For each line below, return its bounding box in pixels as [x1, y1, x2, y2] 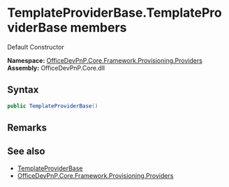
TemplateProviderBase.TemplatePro [7, 5, 222, 21]
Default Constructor [7, 43, 64, 51]
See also [7, 145, 45, 158]
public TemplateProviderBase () [7, 103, 98, 110]
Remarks [7, 122, 47, 134]
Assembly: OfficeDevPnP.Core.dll [7, 63, 105, 72]
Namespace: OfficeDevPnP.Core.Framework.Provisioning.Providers [7, 56, 202, 64]
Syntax [7, 84, 39, 96]
